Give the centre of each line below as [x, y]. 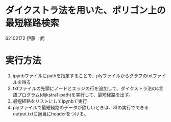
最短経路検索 [32, 23]
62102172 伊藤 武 [25, 38]
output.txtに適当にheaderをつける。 [51, 114]
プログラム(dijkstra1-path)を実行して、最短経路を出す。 [75, 95]
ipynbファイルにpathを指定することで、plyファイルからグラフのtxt [83, 75]
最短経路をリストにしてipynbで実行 [50, 101]
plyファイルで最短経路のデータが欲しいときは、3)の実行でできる [81, 107]
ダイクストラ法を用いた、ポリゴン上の [86, 10]
